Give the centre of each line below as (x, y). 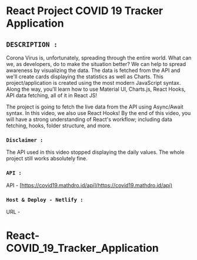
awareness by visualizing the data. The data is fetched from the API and (93, 70)
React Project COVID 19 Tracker (85, 11)
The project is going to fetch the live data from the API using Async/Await (95, 107)
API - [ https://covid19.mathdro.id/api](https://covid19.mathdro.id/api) (89, 185)
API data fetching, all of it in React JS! (52, 95)
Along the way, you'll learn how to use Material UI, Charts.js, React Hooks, (96, 89)
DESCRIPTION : (32, 44)
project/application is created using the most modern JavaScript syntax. (94, 83)
